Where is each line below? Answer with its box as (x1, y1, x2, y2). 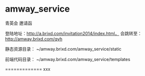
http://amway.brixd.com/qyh (5, 36, 63, 42)
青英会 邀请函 (5, 20, 32, 26)
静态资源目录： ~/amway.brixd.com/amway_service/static (5, 46, 121, 52)
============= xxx (5, 66, 50, 72)
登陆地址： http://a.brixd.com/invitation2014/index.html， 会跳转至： (5, 30, 142, 36)
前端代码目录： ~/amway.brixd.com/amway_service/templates (5, 56, 131, 62)
